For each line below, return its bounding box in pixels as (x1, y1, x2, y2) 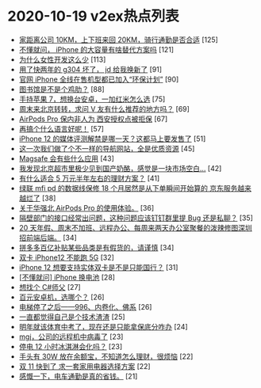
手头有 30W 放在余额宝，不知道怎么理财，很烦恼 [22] (18, 352, 194, 361)
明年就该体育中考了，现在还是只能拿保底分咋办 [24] (18, 321, 188, 331)
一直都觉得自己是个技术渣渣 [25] (18, 312, 125, 321)
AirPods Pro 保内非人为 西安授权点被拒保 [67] (18, 114, 168, 124)
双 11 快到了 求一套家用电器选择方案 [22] (18, 361, 152, 371)
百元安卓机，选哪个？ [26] (18, 292, 105, 302)
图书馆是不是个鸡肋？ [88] (18, 84, 105, 93)
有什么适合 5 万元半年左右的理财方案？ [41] (18, 173, 160, 183)
